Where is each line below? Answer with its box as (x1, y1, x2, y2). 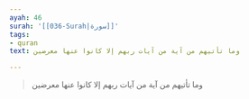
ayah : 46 (9, 13, 42, 22)
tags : (9, 30, 30, 39)
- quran (9, 38, 39, 48)
